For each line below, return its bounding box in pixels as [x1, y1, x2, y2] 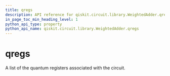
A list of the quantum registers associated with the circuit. [5, 65, 125, 71]
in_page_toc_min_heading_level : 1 [5, 17, 78, 22]
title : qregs [5, 7, 33, 13]
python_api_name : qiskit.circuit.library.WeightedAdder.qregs [5, 26, 139, 31]
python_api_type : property [5, 21, 62, 27]
